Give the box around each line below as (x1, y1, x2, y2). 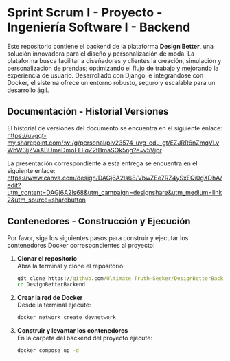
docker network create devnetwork (16, 314, 116, 321)
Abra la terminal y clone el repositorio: (16, 261, 125, 270)
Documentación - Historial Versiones (7, 106, 169, 117)
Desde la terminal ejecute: (16, 301, 91, 310)
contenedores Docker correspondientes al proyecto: (7, 241, 156, 249)
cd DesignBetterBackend (16, 281, 86, 288)
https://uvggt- (7, 131, 47, 139)
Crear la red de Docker (16, 294, 83, 302)
